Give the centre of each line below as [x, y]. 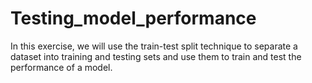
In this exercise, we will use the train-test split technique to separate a [154, 46]
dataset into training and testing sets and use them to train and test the [156, 56]
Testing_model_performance [133, 18]
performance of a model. [61, 67]
